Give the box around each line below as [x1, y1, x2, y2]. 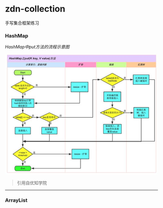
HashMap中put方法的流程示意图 [5, 44, 69, 50]
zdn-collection [5, 3, 65, 15]
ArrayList [5, 197, 28, 204]
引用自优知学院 [16, 180, 47, 186]
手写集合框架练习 [5, 20, 39, 26]
